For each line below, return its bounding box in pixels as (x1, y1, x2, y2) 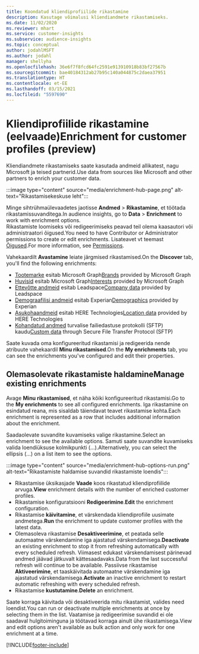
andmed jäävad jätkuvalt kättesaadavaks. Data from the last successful (14, 555, 188, 562)
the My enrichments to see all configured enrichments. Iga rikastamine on (6, 400, 189, 407)
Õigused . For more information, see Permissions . (6, 242, 125, 249)
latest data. (14, 523, 43, 530)
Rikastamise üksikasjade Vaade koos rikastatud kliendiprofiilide (14, 479, 170, 486)
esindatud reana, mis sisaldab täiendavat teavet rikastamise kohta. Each (6, 407, 181, 414)
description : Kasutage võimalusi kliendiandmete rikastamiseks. (6, 14, 169, 20)
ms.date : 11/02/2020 (6, 20, 58, 26)
